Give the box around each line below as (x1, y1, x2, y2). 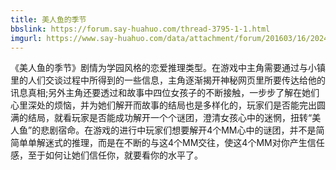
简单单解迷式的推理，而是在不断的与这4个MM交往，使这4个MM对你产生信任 (10, 137, 325, 149)
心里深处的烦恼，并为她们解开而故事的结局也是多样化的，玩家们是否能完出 (10, 99, 317, 111)
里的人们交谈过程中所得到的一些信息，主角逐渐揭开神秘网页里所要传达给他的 (10, 74, 326, 86)
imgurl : (10, 33, 43, 43)
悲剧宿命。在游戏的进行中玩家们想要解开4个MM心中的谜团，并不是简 (40, 124, 325, 136)
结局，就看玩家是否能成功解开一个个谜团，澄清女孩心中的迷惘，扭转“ (27, 112, 313, 124)
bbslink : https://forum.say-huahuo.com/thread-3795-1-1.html (10, 24, 271, 34)
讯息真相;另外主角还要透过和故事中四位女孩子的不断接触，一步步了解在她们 (10, 87, 320, 99)
